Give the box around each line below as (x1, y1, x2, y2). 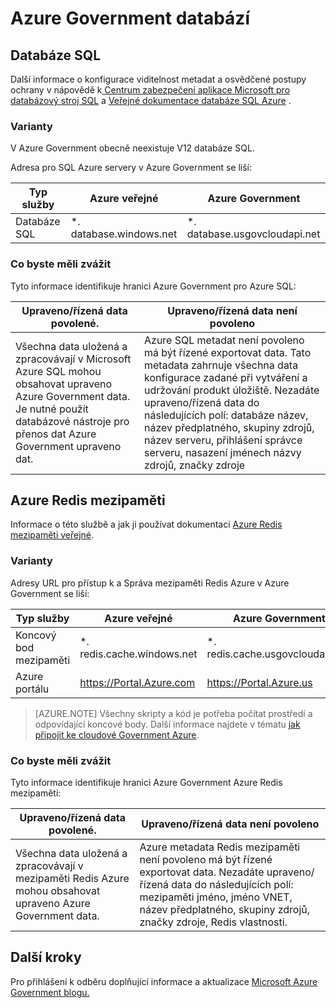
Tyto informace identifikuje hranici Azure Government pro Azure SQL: (10, 280, 297, 292)
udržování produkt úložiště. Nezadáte (144, 383, 320, 397)
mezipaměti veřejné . (10, 529, 95, 541)
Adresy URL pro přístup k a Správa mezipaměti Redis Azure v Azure (10, 577, 290, 589)
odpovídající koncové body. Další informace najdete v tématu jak (34, 718, 301, 730)
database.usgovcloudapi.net (186, 227, 321, 241)
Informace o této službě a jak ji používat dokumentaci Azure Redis (10, 518, 283, 531)
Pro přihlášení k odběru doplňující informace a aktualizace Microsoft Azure (10, 975, 318, 987)
